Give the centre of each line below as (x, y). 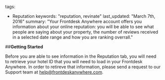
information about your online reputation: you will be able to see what (83, 27)
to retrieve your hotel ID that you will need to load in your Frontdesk (74, 61)
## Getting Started (24, 47)
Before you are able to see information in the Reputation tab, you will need (81, 56)
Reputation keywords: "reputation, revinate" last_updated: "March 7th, (84, 16)
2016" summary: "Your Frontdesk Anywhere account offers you (77, 21)
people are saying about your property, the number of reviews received (85, 32)
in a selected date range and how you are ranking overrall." (73, 37)
